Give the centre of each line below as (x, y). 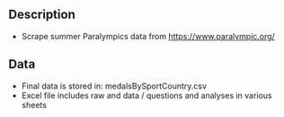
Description (42, 15)
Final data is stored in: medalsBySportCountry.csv (114, 86)
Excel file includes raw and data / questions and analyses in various (146, 95)
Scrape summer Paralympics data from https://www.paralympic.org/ (148, 36)
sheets (34, 104)
